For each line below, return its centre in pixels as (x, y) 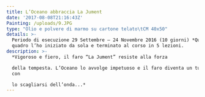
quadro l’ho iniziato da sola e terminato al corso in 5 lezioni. (98, 46)
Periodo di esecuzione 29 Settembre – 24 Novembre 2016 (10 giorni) (101, 40)
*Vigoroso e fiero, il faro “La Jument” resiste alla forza (90, 57)
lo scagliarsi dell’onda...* (49, 85)
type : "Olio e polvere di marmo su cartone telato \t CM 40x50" (87, 29)
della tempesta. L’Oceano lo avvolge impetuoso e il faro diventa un (102, 68)
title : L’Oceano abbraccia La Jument (54, 12)
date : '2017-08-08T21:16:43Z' (45, 18)
